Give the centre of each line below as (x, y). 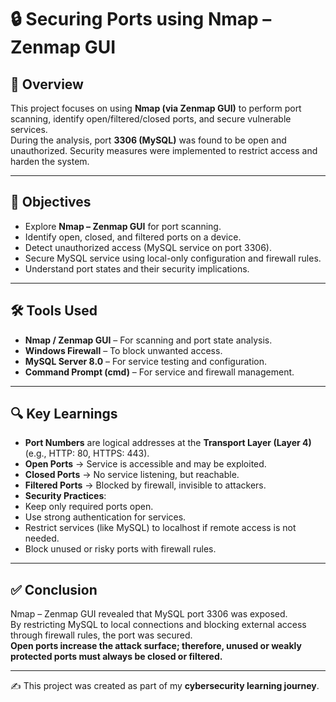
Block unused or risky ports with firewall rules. (120, 549)
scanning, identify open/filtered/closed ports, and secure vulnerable (151, 119)
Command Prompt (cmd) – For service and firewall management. (159, 372)
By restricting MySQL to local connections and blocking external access (158, 625)
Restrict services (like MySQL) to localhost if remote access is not (160, 528)
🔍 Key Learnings (64, 414)
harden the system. (50, 161)
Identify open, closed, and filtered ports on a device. (133, 237)
